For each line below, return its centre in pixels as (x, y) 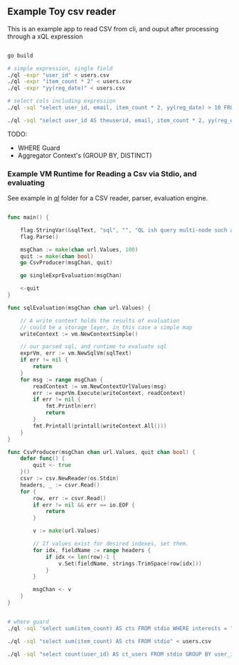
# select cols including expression (62, 101)
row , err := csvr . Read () (70, 498)
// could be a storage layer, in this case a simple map (106, 327)
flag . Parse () (39, 237)
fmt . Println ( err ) (71, 406)
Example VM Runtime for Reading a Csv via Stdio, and (102, 173)
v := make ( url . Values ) (67, 531)
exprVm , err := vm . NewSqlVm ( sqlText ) (76, 353)
